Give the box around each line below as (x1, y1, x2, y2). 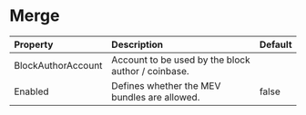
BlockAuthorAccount (14, 59, 103, 72)
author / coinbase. (111, 64, 189, 77)
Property (14, 38, 54, 51)
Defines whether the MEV (111, 79, 221, 91)
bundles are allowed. (111, 91, 200, 103)
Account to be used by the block (111, 53, 250, 66)
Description (111, 38, 164, 51)
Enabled (14, 85, 49, 98)
